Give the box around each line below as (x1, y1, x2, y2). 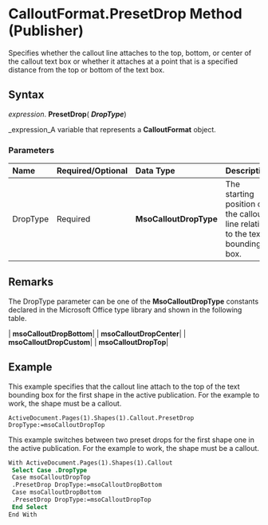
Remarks (8, 276, 54, 289)
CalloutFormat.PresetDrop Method (8, 5, 242, 23)
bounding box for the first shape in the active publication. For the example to (8, 390, 260, 399)
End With (8, 511, 37, 519)
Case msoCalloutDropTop (11, 473, 91, 482)
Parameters (8, 144, 54, 155)
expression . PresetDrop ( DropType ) (8, 109, 127, 119)
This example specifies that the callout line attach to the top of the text (8, 382, 241, 391)
